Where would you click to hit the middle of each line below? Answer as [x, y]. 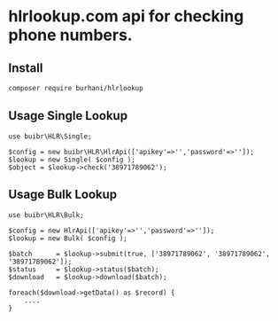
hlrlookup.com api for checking [126, 16]
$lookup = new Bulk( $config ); [68, 238]
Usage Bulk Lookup [63, 195]
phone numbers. [71, 35]
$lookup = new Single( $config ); [72, 160]
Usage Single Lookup [68, 116]
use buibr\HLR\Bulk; [46, 215]
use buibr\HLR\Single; [50, 136]
